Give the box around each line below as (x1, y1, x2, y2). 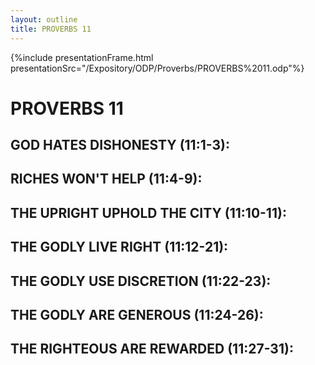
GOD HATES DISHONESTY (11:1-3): (10, 137, 230, 154)
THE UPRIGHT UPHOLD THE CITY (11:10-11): (10, 204, 287, 221)
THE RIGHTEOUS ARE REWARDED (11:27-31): (10, 341, 294, 358)
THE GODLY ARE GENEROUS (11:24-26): (10, 307, 264, 324)
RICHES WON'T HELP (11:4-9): (10, 171, 203, 188)
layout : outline (10, 14, 78, 25)
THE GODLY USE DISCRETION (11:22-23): (10, 272, 272, 290)
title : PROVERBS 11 (10, 24, 92, 34)
